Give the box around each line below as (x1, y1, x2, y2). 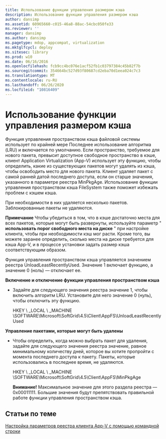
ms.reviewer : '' (5, 26, 39, 31)
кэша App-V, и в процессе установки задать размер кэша (5, 242, 130, 248)
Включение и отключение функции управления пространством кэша (5, 277, 159, 283)
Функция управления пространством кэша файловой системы (5, 136, 140, 142)
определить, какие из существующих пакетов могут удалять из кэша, (5, 163, 156, 169)
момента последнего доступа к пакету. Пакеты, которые (12, 354, 135, 360)
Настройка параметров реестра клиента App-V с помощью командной (5, 423, 159, 429)
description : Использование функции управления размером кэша (5, 12, 138, 17)
